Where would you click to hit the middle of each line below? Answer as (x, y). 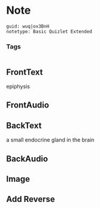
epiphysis (18, 87)
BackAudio (27, 159)
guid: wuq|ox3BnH (28, 26)
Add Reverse (31, 199)
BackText (24, 125)
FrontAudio (28, 105)
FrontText (25, 72)
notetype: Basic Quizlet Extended (49, 31)
